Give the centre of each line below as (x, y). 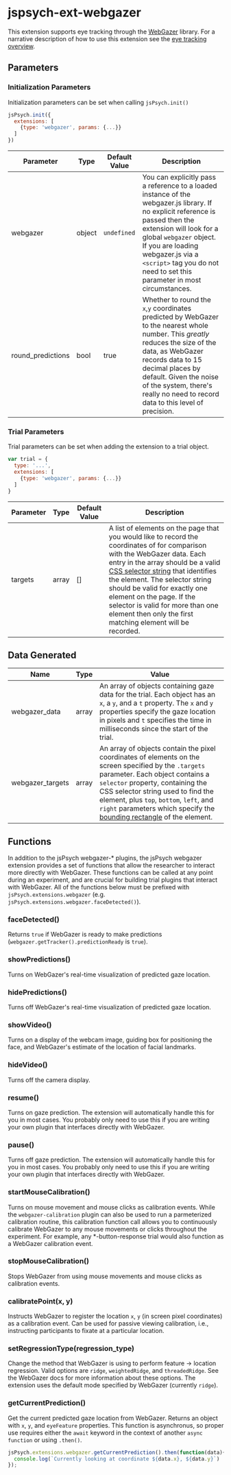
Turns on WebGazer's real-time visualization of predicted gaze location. (109, 974)
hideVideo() (28, 1065)
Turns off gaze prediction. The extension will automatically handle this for (111, 1160)
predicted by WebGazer (180, 317)
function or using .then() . (45, 1440)
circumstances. (167, 288)
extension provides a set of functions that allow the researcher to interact (111, 865)
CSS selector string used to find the (157, 791)
